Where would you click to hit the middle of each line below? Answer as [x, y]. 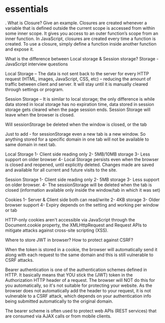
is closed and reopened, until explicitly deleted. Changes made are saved [80, 164]
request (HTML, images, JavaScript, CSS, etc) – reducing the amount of [78, 79]
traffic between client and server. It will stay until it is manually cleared [77, 84]
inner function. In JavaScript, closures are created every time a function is [81, 39]
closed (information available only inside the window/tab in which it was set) [83, 190]
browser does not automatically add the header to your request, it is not [78, 290]
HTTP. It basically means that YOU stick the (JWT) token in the [69, 275]
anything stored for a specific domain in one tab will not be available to [77, 139]
